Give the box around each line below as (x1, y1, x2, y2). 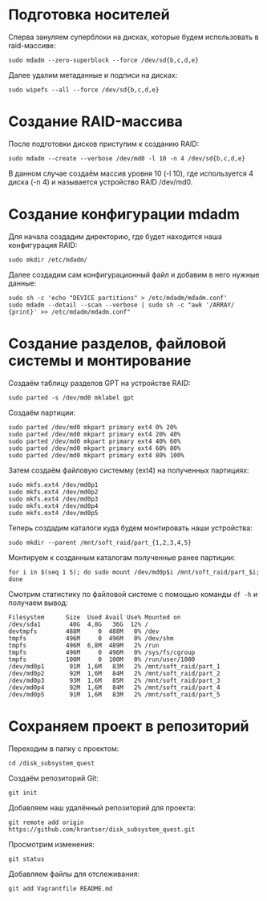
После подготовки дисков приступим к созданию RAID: (8, 139, 200, 148)
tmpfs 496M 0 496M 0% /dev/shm (8, 634, 174, 643)
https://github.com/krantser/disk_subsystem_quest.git (8, 825, 196, 834)
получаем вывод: (8, 598, 68, 607)
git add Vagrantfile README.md (8, 884, 113, 892)
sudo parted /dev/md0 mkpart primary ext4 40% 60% (8, 437, 181, 445)
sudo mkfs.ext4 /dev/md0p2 (8, 488, 99, 496)
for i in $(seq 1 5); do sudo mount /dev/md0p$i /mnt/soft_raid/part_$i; (8, 568, 261, 576)
